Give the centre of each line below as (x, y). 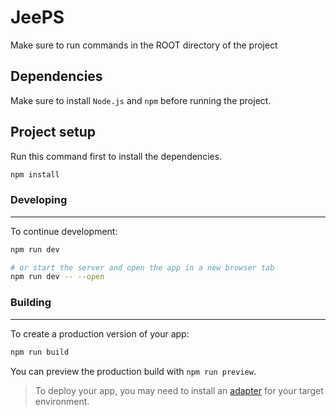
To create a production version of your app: (100, 333)
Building (31, 303)
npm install (35, 174)
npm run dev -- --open (57, 277)
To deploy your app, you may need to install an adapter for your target (179, 390)
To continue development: (64, 231)
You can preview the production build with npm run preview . (133, 371)
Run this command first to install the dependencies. (116, 156)
